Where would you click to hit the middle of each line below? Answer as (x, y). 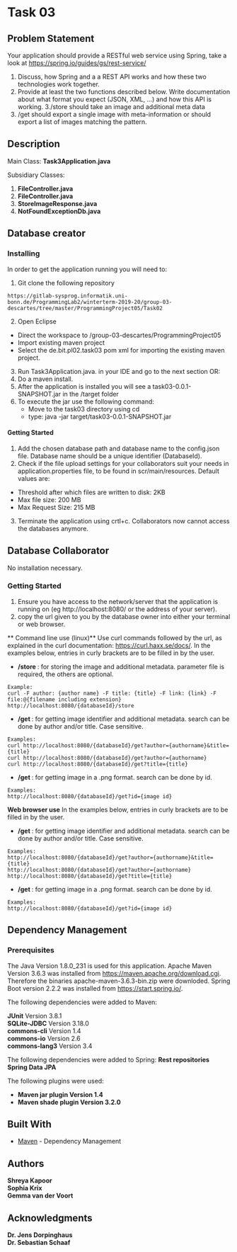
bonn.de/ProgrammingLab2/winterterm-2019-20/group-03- (90, 302)
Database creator (47, 233)
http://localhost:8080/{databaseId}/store (71, 705)
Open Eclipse (37, 321)
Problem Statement (51, 39)
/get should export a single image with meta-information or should (114, 114)
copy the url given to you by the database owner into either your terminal (124, 616)
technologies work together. (59, 84)
